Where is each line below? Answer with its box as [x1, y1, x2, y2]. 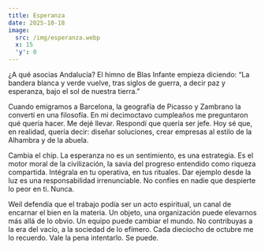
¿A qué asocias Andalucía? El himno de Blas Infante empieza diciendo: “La [8, 70, 250, 79]
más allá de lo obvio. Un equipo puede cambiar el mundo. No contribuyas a [8, 216, 253, 226]
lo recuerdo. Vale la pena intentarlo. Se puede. [8, 233, 159, 242]
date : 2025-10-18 [8, 19, 65, 27]
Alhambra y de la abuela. [8, 136, 89, 144]
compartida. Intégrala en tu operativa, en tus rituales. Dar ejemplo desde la [8, 167, 252, 177]
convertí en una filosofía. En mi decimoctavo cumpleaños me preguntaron [8, 110, 248, 119]
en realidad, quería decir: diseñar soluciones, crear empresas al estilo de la [8, 127, 252, 136]
